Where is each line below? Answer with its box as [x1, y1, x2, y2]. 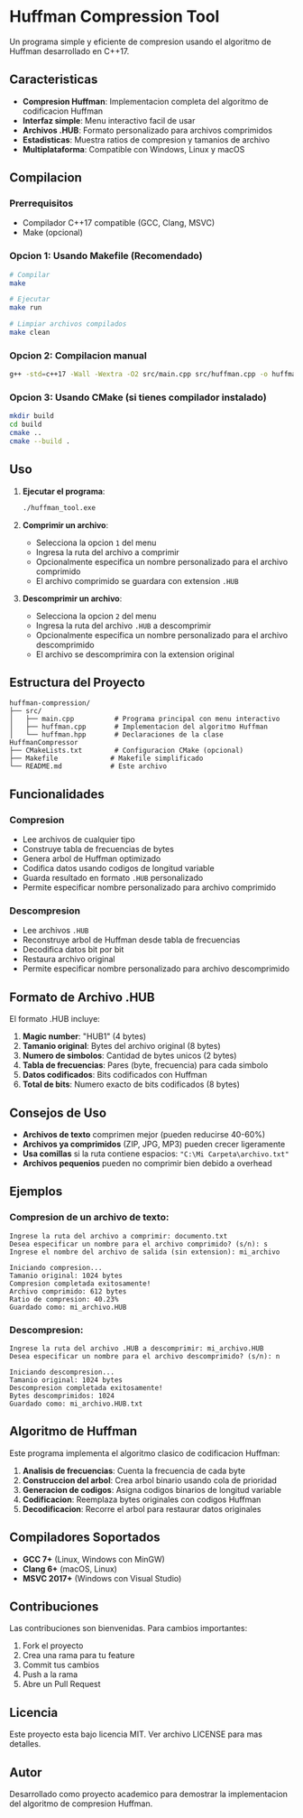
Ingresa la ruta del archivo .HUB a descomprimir [35, 620, 212, 631]
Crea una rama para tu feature [22, 1650, 135, 1661]
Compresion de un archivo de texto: [9, 1211, 170, 1224]
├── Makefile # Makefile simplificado [9, 754, 204, 764]
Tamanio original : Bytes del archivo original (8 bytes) [22, 1041, 221, 1052]
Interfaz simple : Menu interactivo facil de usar [22, 115, 196, 125]
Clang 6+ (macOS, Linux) [22, 1563, 117, 1574]
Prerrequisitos [9, 197, 74, 209]
